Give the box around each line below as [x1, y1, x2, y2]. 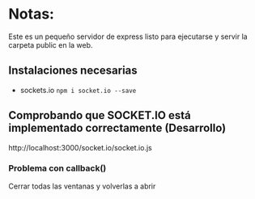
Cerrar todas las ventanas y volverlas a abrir [8, 181, 156, 191]
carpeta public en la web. [8, 40, 93, 49]
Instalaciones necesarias [8, 64, 138, 78]
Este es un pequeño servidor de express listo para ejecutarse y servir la [8, 32, 249, 41]
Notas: [8, 5, 55, 23]
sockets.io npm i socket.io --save [19, 85, 137, 95]
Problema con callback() [8, 163, 107, 174]
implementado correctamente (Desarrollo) [8, 121, 227, 135]
